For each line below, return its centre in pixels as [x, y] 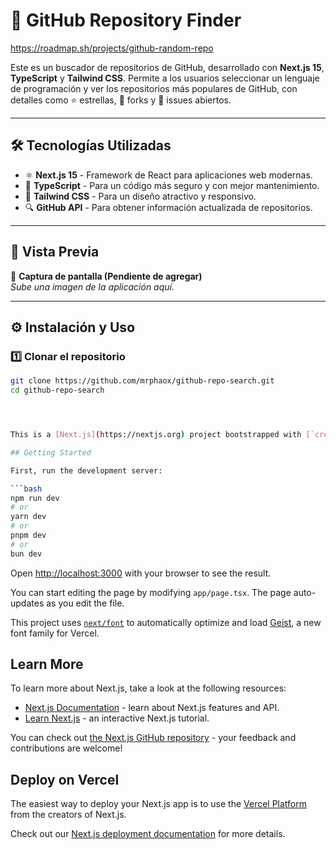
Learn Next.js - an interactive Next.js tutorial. [117, 718]
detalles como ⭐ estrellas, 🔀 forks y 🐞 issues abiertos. [121, 100]
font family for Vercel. [55, 633]
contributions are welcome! [66, 748]
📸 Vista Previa [55, 252]
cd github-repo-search [57, 390]
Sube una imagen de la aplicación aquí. [92, 286]
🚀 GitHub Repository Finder [126, 20]
